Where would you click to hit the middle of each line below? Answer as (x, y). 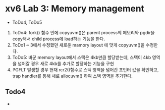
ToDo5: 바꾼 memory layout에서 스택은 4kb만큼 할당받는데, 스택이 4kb (82, 57)
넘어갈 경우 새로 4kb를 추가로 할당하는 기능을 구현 (66, 63)
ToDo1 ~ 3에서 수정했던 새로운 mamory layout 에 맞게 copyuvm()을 (78, 45)
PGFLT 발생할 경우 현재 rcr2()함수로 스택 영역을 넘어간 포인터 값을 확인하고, (85, 69)
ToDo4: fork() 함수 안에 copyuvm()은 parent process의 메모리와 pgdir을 (83, 32)
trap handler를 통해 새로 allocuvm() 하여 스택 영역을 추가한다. (72, 76)
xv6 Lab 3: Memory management (75, 9)
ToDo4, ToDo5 (27, 22)
